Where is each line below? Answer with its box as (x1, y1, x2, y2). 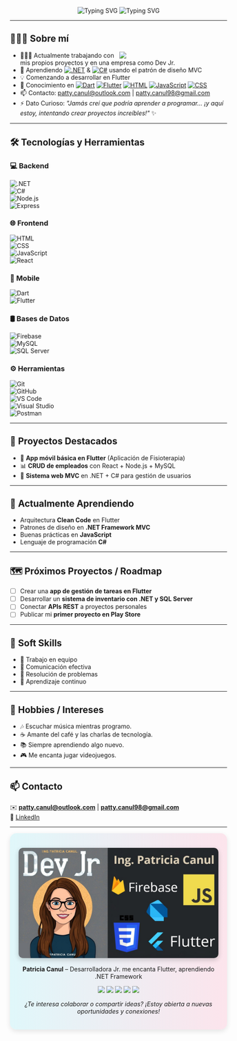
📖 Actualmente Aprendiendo (10, 497, 134, 509)
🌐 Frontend (10, 218, 49, 228)
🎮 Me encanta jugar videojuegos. (19, 751, 116, 759)
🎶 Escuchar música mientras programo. (19, 722, 132, 730)
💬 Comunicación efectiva (19, 663, 92, 671)
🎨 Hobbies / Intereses (10, 703, 104, 716)
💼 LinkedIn (10, 813, 40, 821)
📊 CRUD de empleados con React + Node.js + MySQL (19, 462, 176, 470)
